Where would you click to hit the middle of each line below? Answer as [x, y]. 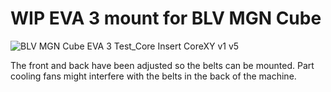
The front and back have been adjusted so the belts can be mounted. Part [162, 65]
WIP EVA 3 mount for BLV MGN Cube [166, 18]
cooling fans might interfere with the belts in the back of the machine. [153, 76]
